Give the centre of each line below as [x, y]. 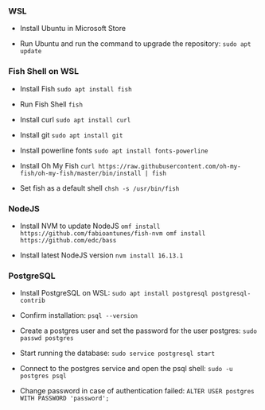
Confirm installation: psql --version [78, 315]
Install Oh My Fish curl [57, 165]
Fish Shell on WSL [44, 72]
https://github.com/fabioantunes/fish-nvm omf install [113, 233]
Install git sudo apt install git [71, 135]
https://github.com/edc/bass [68, 240]
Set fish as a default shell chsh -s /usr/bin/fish [99, 188]
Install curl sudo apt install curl [75, 119]
